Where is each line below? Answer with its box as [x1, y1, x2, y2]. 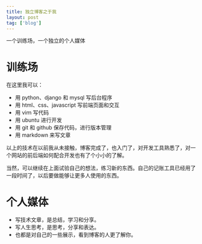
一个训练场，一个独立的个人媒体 [6, 37, 85, 44]
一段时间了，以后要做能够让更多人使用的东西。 [6, 172, 122, 179]
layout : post [6, 14, 39, 20]
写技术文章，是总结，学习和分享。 [14, 216, 100, 224]
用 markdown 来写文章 [14, 131, 71, 138]
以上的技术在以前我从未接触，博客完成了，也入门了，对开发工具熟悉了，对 [6, 144, 191, 152]
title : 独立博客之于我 [6, 8, 57, 15]
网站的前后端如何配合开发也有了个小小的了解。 [11, 152, 127, 159]
